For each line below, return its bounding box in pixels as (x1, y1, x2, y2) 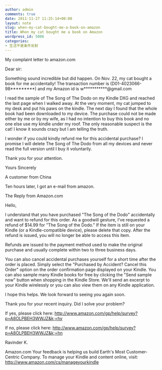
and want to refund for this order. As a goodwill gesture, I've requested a (5, 217, 150, 222)
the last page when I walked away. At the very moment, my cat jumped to (5, 100, 151, 106)
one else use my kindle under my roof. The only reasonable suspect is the (5, 121, 152, 127)
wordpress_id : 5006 (5, 34, 44, 39)
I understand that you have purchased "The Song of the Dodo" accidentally (5, 212, 155, 218)
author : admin (5, 7, 34, 12)
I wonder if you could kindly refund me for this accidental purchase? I (5, 135, 144, 141)
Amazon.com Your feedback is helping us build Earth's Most (5, 349, 125, 354)
